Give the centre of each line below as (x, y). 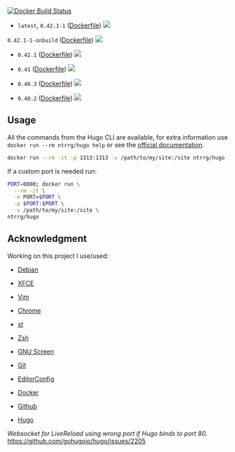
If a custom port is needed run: (52, 171)
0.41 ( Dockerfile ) (42, 69)
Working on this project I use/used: (58, 256)
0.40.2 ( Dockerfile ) (45, 98)
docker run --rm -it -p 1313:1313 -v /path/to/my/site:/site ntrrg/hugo (116, 158)
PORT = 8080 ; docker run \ (44, 184)
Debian (28, 269)
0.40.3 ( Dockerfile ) (45, 84)
